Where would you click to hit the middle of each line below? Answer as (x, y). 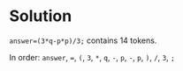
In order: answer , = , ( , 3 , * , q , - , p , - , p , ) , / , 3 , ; (92, 57)
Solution (41, 16)
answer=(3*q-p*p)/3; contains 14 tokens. (83, 40)
